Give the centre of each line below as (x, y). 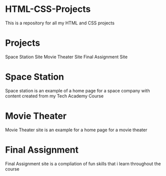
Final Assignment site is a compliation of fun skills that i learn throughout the (83, 164)
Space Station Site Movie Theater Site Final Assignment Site (66, 57)
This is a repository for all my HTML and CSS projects (60, 23)
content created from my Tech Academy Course (55, 96)
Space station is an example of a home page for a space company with (78, 90)
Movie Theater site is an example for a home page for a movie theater (76, 130)
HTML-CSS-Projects (48, 9)
